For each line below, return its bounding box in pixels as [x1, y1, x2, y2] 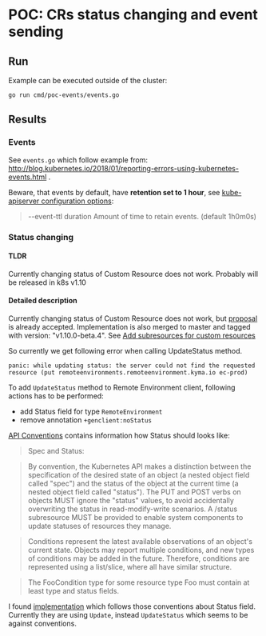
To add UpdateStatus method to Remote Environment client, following [8, 382, 236, 393]
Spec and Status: [27, 446, 85, 456]
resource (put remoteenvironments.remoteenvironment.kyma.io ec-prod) [8, 369, 248, 377]
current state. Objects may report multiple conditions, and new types [27, 546, 255, 555]
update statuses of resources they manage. [27, 522, 172, 531]
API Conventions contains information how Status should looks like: [8, 430, 230, 441]
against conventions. [8, 618, 77, 629]
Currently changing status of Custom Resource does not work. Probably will [8, 269, 258, 278]
